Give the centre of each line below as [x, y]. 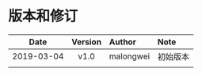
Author [122, 42]
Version [86, 42]
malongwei [130, 56]
